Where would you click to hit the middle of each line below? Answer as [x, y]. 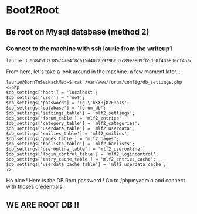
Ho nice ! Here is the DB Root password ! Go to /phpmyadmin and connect [96, 180]
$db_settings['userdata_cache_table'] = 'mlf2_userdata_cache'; [86, 164]
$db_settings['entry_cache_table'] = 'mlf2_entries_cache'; [81, 159]
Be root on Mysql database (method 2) [78, 32]
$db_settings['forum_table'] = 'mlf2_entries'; [65, 118]
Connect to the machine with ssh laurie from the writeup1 [89, 49]
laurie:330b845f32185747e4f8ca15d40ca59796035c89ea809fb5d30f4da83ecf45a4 [99, 60]
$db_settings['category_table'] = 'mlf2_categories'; [73, 123]
